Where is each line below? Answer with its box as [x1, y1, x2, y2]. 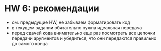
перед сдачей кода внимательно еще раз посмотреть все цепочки [11, 30, 156, 36]
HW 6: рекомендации [4, 3, 99, 14]
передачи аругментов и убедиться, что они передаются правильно [11, 35, 157, 41]
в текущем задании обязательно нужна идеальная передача [11, 24, 142, 30]
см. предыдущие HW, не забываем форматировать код [11, 19, 130, 25]
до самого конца [11, 40, 48, 46]
